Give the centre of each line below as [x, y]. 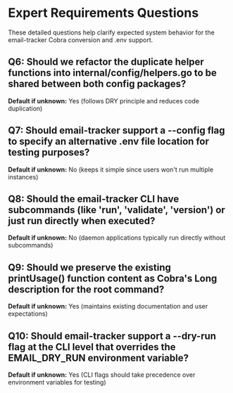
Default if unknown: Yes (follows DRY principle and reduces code [104, 101]
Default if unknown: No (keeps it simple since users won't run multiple [111, 169]
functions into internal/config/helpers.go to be [113, 73]
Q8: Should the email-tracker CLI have [94, 199]
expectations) [28, 314]
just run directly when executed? [82, 220]
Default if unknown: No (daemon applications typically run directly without [117, 238]
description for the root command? [86, 289]
